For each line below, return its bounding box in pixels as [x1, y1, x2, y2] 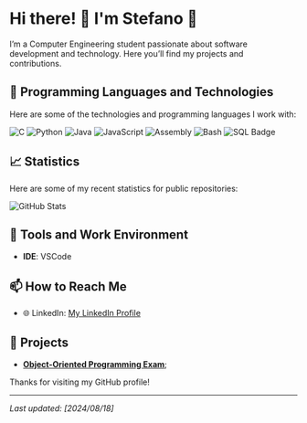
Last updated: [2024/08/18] [9, 403, 114, 414]
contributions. [9, 58, 62, 69]
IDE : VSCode [22, 251, 72, 262]
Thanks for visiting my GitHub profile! [9, 376, 151, 387]
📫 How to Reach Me [9, 279, 127, 294]
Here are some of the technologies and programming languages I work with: [9, 109, 297, 120]
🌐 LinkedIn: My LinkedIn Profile [22, 308, 142, 319]
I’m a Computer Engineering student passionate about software [9, 38, 249, 49]
